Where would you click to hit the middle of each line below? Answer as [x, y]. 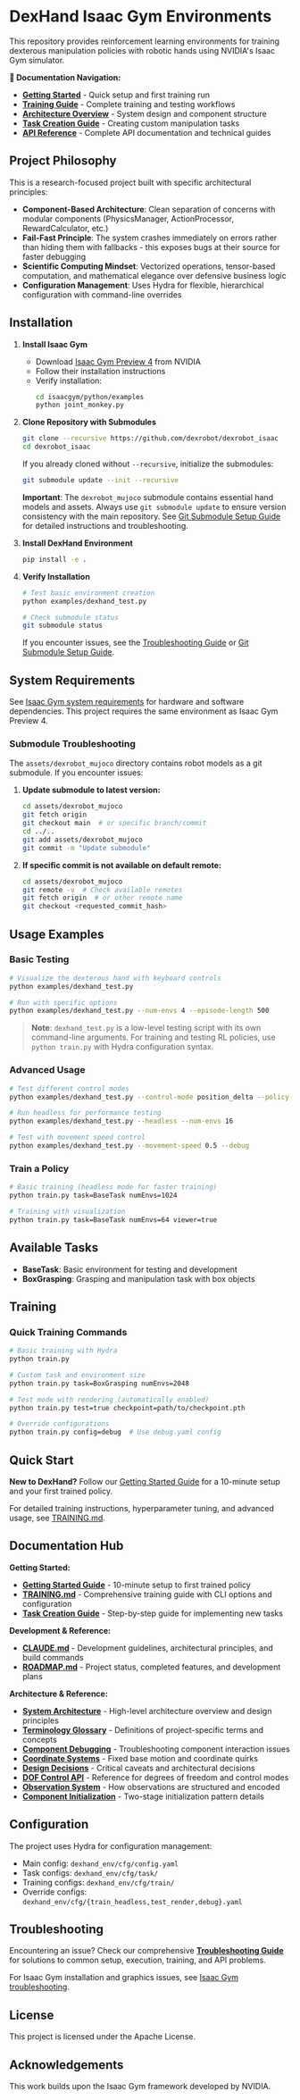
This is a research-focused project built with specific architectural [130, 182]
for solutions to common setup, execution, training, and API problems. [137, 1960]
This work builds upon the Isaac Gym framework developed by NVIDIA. [140, 2087]
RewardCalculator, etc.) [65, 228]
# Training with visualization [67, 1211]
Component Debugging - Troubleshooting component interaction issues [156, 1749]
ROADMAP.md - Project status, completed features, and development [151, 1667]
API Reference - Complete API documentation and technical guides [146, 132]
